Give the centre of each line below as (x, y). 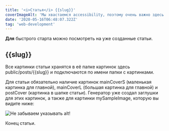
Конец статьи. (20, 123)
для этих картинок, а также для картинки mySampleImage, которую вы (82, 98)
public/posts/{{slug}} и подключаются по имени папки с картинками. (80, 72)
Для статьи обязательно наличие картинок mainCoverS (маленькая (78, 82)
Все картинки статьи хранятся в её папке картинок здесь (68, 67)
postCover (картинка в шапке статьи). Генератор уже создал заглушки (82, 93)
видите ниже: (20, 104)
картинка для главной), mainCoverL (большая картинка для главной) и (81, 87)
